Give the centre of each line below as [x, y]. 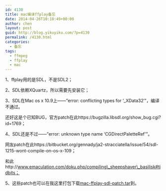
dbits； [12, 173]
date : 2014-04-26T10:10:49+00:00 [40, 19]
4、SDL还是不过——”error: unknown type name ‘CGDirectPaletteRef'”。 [79, 134]
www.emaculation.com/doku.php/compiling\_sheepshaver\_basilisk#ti [89, 167]
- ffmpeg [19, 56]
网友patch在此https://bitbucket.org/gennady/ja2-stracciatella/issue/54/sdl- [82, 144]
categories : [17, 42]
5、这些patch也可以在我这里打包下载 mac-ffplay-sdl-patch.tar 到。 [72, 183]
